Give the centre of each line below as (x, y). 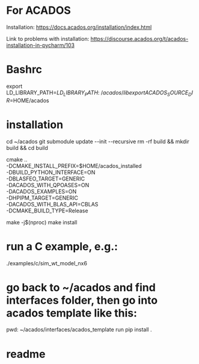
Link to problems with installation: (48, 39)
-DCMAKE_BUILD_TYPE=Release (47, 211)
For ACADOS (38, 11)
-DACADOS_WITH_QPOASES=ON (48, 185)
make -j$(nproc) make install (42, 222)
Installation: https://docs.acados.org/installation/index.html (79, 27)
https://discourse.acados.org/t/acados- (139, 39)
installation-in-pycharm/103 (41, 45)
